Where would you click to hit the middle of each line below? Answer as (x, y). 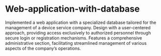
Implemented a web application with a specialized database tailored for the (81, 22)
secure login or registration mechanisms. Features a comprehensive (74, 38)
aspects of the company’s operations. (43, 48)
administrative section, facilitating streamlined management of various (76, 43)
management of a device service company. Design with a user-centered (78, 27)
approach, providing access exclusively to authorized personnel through (78, 33)
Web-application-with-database (72, 9)
